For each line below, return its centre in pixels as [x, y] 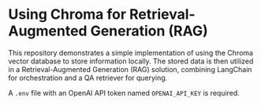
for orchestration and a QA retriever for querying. [88, 78]
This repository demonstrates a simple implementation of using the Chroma [131, 52]
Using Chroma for [67, 14]
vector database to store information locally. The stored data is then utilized [131, 61]
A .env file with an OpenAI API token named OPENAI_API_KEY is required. [124, 92]
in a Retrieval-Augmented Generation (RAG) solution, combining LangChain [130, 69]
